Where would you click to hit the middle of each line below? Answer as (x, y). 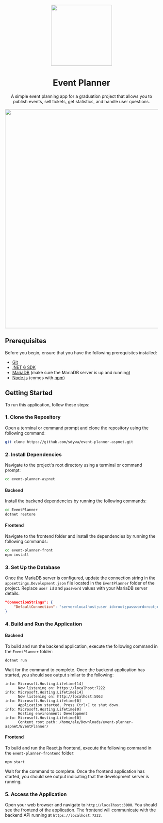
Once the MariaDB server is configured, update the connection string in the (80, 578)
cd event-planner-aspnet (30, 479)
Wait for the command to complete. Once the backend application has (75, 670)
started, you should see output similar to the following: (59, 675)
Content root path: (37, 722)
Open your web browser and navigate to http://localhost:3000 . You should (81, 805)
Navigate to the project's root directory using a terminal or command (73, 465)
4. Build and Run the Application (44, 624)
